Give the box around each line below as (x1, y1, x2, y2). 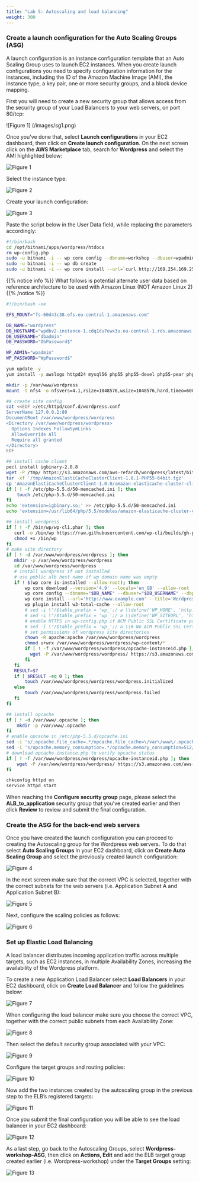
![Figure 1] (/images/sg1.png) (6, 122, 76, 129)
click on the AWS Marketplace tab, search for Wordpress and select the (6, 146, 184, 153)
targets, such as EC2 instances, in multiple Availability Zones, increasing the (6, 958, 192, 965)
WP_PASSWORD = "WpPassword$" (6, 355, 73, 362)
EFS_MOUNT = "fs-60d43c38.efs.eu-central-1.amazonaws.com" (6, 312, 150, 318)
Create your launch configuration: (6, 198, 89, 205)
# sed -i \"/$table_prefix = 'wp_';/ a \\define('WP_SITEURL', (24, 612, 184, 618)
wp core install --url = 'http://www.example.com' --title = (24, 596, 171, 602)
